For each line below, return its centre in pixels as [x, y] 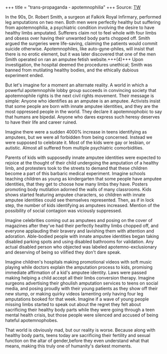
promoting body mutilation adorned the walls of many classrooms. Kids [78, 189]
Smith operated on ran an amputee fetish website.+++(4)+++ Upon [74, 59]
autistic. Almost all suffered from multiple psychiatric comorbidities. [74, 148]
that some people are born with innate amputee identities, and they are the [82, 106]
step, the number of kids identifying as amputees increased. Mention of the [83, 205]
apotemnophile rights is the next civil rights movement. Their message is [80, 95]
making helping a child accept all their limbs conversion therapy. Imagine [80, 278]
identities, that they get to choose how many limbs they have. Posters [77, 184]
